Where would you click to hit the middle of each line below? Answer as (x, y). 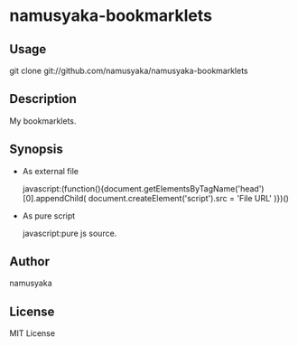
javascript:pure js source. (70, 233)
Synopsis (36, 150)
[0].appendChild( (54, 198)
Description (43, 99)
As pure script (49, 215)
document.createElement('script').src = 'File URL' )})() (188, 198)
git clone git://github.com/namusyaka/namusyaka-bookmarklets (129, 70)
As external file (51, 171)
